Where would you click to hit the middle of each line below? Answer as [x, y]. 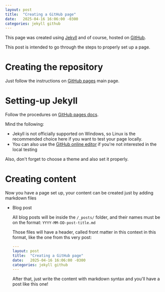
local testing [25, 149]
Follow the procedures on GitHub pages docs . [52, 115]
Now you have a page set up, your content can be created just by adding [79, 193]
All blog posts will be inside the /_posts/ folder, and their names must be [86, 217]
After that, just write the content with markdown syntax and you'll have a [86, 279]
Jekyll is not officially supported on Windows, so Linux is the [74, 134]
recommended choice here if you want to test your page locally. [77, 139]
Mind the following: [25, 124]
